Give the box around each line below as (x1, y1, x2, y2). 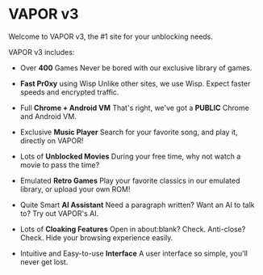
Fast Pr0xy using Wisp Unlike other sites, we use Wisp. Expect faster (19, 78, 251, 88)
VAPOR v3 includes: (8, 47, 75, 57)
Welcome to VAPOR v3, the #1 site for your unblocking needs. (8, 32, 214, 41)
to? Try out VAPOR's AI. (19, 208, 99, 218)
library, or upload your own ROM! (19, 184, 131, 194)
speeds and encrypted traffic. (19, 87, 119, 97)
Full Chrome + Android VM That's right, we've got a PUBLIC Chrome (19, 103, 250, 112)
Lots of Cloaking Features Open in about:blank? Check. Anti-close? (19, 224, 246, 234)
